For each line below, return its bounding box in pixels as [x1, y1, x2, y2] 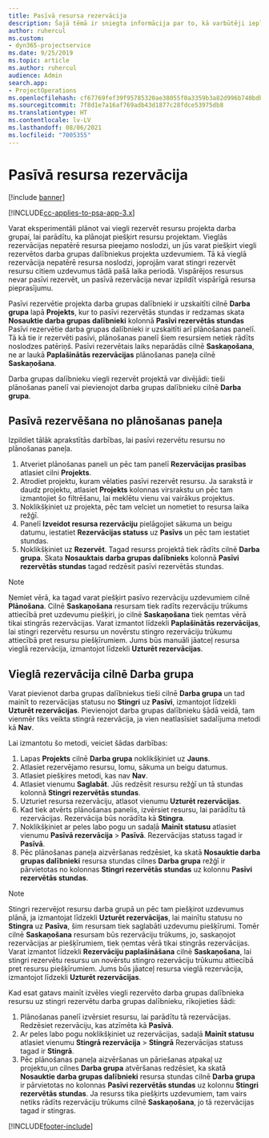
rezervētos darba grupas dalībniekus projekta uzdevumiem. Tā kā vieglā [8, 249, 247, 258]
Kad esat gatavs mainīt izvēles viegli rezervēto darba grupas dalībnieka [8, 988, 244, 998]
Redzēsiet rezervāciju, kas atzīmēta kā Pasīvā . [19, 1021, 174, 1030]
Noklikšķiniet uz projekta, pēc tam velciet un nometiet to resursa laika [19, 502, 250, 512]
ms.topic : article [8, 57, 70, 65]
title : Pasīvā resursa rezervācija [8, 11, 127, 20]
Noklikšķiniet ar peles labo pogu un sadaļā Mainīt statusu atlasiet [19, 822, 237, 831]
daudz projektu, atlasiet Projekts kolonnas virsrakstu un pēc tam [19, 485, 234, 494]
